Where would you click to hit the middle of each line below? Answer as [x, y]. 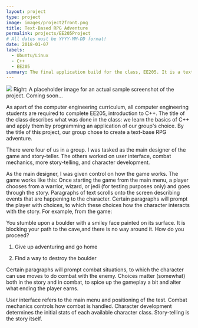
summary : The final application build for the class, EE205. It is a [93, 72]
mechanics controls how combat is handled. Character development [89, 306]
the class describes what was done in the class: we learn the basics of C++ [98, 120]
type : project [24, 17]
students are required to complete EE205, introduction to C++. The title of [96, 113]
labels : [16, 50]
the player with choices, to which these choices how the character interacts [98, 205]
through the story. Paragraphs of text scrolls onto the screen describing [93, 193]
